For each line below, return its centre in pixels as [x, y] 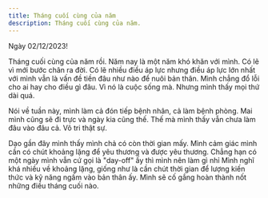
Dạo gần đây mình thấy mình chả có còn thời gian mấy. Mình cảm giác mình [133, 143]
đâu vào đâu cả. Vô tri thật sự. [58, 128]
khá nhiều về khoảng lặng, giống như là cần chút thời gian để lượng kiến [127, 168]
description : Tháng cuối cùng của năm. [75, 23]
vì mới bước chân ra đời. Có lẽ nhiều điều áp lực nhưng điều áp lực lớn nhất [132, 69]
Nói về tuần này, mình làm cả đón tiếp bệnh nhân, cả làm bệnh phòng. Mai [130, 111]
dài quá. [22, 95]
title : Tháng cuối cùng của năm [62, 16]
